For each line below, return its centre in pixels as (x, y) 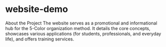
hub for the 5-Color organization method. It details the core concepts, (78, 28)
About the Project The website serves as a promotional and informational (81, 23)
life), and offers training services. (40, 39)
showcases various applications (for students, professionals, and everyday (83, 33)
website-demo (37, 9)
